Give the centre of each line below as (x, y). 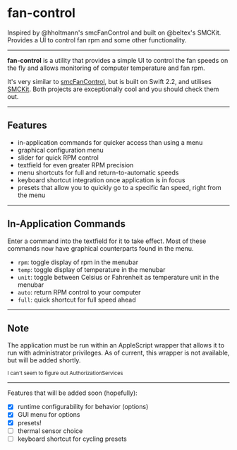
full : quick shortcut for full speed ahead (77, 300)
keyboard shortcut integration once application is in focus (101, 180)
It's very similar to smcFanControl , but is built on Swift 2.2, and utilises (109, 81)
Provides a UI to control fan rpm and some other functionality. (97, 40)
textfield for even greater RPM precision (75, 165)
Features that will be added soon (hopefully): (72, 393)
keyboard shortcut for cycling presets (72, 439)
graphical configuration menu (60, 150)
